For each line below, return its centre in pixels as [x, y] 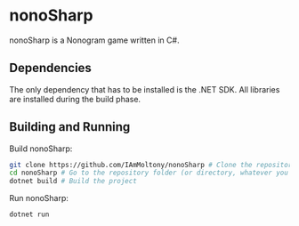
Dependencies [50, 68]
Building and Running [70, 127]
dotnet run [29, 214]
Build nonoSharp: [41, 149]
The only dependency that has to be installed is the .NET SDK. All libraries [145, 89]
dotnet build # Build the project [73, 182]
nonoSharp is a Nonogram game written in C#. [94, 40]
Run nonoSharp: [39, 198]
